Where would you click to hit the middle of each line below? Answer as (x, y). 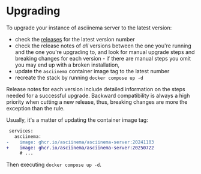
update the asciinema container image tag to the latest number (92, 71)
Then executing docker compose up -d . (54, 165)
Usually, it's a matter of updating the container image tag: (77, 120)
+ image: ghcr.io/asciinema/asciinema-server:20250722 (80, 148)
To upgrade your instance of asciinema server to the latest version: (89, 28)
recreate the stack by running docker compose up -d (79, 77)
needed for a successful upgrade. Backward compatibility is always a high (98, 95)
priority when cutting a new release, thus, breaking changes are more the (97, 102)
